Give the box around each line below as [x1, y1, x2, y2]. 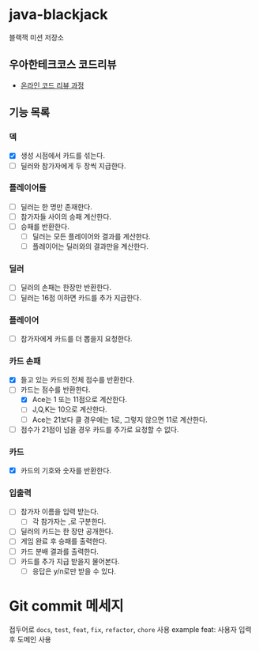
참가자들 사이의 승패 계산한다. [20, 212, 112, 221]
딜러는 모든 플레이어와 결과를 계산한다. [32, 231, 151, 242]
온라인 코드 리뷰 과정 [20, 81, 84, 90]
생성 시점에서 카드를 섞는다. [20, 151, 106, 160]
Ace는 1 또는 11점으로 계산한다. [32, 395, 128, 405]
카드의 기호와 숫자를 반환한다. [20, 465, 112, 475]
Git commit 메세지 [9, 596, 124, 615]
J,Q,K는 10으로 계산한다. [32, 405, 107, 414]
